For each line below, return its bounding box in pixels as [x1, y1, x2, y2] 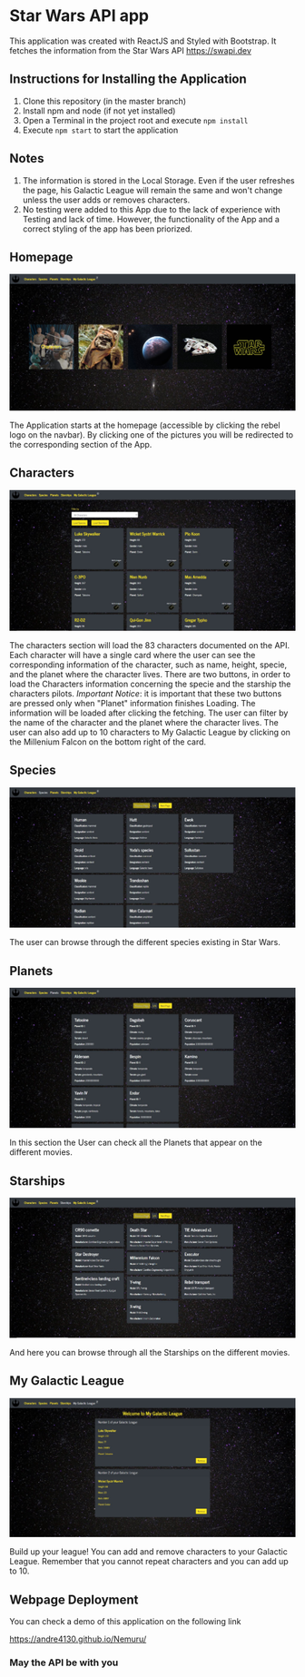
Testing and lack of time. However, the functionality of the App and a [22, 213, 280, 224]
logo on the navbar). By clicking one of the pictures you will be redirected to [9, 429, 294, 440]
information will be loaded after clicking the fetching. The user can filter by [9, 707, 289, 718]
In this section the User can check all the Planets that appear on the [9, 1137, 263, 1149]
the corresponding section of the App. [9, 439, 152, 450]
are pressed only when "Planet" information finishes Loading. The [9, 697, 256, 708]
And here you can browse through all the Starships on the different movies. [9, 1347, 290, 1357]
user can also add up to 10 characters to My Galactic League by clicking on [9, 726, 290, 737]
